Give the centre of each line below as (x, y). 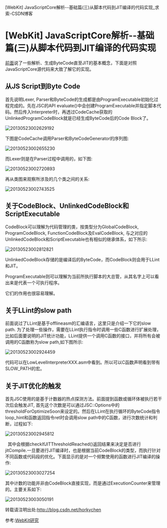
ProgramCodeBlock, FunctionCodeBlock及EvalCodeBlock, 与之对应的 (77, 233)
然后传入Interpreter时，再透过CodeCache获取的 (63, 112)
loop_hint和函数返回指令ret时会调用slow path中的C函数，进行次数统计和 (79, 418)
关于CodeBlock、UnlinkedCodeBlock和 (67, 206)
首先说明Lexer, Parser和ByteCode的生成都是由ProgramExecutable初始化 (80, 99)
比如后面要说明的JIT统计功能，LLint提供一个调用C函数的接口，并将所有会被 (83, 336)
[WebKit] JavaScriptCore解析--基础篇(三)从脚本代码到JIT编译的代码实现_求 (82, 7)
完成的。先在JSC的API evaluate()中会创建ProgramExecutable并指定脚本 (83, 105)
